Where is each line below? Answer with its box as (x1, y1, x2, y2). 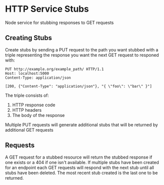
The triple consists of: (5, 92, 49, 98)
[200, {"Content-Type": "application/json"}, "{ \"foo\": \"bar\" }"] (5, 84, 152, 89)
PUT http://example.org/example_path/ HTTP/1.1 (5, 67, 104, 71)
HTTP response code (12, 102, 55, 108)
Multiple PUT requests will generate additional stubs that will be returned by (5, 121, 158, 128)
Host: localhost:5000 (5, 71, 49, 76)
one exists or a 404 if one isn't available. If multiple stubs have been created (5, 159, 159, 165)
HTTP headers (12, 107, 42, 113)
